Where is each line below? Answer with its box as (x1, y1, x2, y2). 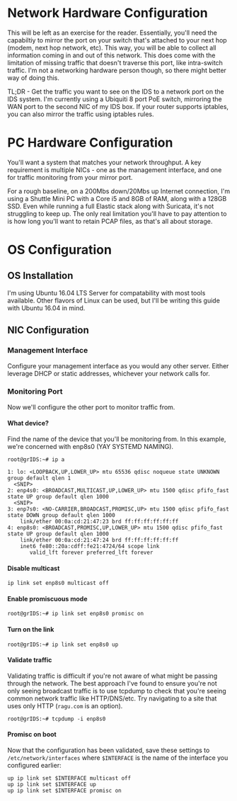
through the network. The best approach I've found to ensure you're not (7, 678, 217, 688)
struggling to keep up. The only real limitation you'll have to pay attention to (7, 209, 227, 217)
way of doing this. (7, 73, 60, 82)
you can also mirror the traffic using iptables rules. (7, 110, 154, 118)
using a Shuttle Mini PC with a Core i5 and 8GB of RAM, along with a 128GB (7, 194, 227, 203)
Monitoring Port (7, 387, 63, 397)
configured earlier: (7, 761, 62, 770)
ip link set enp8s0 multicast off (7, 579, 110, 587)
